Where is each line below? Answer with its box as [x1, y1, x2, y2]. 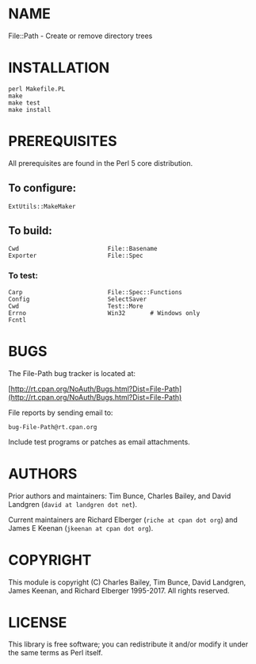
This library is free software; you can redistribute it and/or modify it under [8, 639, 249, 649]
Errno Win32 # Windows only [8, 309, 201, 317]
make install [8, 106, 52, 113]
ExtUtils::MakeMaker [8, 202, 77, 210]
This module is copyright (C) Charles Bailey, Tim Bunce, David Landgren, [8, 577, 246, 587]
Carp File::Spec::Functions [8, 288, 182, 296]
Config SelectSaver [8, 295, 147, 303]
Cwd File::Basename [8, 245, 158, 253]
